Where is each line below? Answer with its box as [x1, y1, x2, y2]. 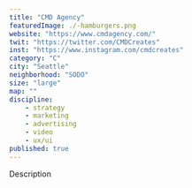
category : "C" [9, 54, 62, 63]
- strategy [25, 103, 65, 112]
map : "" [9, 86, 38, 95]
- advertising [25, 120, 77, 129]
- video [25, 128, 53, 137]
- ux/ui [25, 136, 53, 145]
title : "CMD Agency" [9, 12, 86, 22]
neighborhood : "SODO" [9, 71, 89, 79]
